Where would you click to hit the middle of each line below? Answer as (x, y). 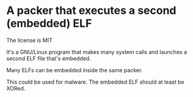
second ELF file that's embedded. (49, 58)
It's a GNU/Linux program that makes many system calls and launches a (97, 52)
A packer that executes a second (91, 11)
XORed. (16, 88)
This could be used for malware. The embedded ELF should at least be (95, 82)
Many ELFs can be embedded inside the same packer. (75, 70)
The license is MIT (30, 40)
